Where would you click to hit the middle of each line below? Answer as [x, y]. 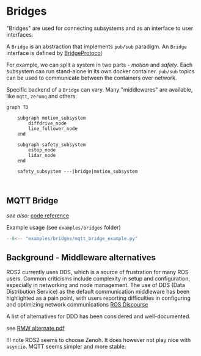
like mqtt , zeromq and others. [42, 96]
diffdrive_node [48, 123]
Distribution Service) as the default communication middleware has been [98, 292]
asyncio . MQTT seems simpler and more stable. [66, 347]
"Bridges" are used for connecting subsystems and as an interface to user [100, 28]
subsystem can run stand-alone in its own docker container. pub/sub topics [100, 71]
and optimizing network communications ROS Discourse [77, 305]
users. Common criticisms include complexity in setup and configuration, [98, 278]
